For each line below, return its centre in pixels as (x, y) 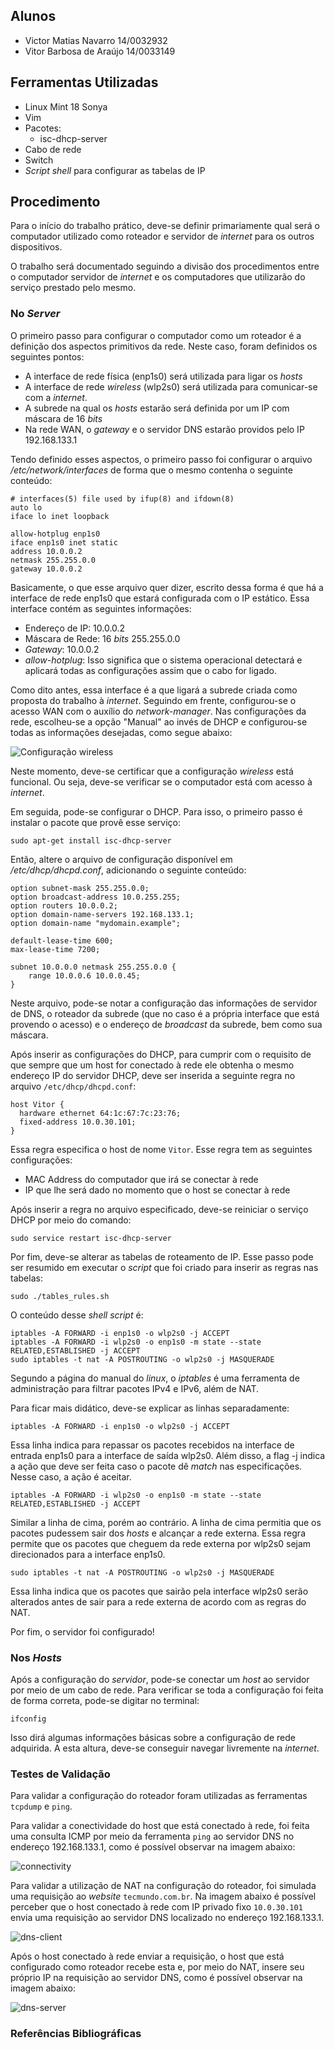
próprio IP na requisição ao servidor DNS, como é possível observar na (156, 1978)
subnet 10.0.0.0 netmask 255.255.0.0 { (93, 967)
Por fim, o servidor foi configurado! (82, 1631)
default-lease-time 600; (62, 940)
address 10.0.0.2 (46, 551)
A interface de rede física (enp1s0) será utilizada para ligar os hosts (163, 376)
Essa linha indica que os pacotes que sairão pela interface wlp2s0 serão (159, 1591)
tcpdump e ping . (41, 1806)
